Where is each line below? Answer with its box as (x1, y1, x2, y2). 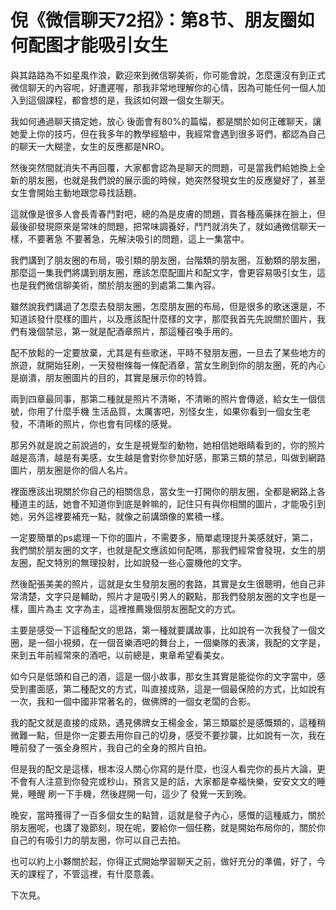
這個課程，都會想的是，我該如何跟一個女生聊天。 (27, 94, 230, 106)
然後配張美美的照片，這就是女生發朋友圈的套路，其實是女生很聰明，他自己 (10, 577, 317, 590)
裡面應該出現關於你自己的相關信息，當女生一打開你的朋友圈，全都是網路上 (10, 485, 317, 497)
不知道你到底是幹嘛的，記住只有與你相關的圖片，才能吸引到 (79, 497, 326, 510)
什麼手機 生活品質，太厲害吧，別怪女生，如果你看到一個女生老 (53, 405, 311, 417)
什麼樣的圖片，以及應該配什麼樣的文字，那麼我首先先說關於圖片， (44, 312, 317, 325)
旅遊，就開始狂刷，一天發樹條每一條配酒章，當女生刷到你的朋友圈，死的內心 (10, 359, 326, 371)
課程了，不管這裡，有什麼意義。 (27, 867, 160, 880)
